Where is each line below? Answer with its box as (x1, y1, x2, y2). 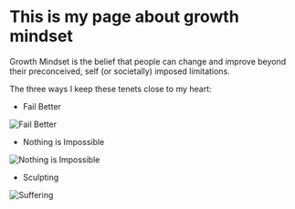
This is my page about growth (9, 6, 239, 27)
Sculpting (22, 172, 59, 183)
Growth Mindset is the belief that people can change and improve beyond (9, 56, 287, 67)
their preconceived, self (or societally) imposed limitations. (9, 66, 230, 77)
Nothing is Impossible (22, 136, 105, 147)
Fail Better (22, 100, 62, 111)
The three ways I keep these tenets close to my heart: (9, 83, 212, 94)
